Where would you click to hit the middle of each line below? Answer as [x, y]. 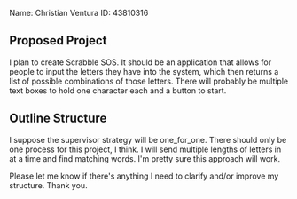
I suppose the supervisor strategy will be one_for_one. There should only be [148, 139]
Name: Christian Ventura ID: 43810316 [79, 13]
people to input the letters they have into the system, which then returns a [144, 71]
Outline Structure [58, 119]
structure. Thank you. [48, 185]
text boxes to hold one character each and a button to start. [118, 90]
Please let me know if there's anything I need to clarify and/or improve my [144, 176]
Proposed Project [58, 40]
